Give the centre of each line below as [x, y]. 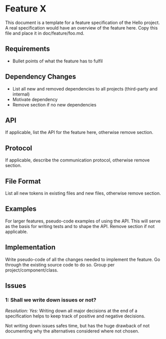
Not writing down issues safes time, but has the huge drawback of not [77, 326]
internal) [21, 94]
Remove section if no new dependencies [54, 104]
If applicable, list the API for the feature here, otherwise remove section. [79, 132]
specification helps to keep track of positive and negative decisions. [75, 316]
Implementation [30, 247]
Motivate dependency [35, 99]
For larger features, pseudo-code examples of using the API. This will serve [83, 221]
